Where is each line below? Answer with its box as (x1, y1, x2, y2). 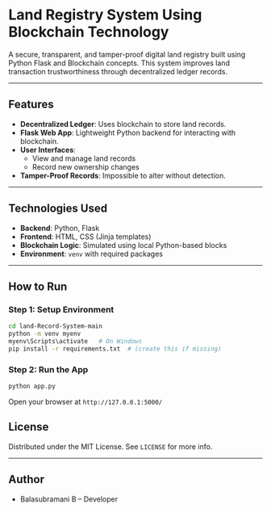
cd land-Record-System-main (8, 322, 103, 330)
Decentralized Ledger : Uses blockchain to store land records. (19, 119, 227, 128)
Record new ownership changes (31, 162, 140, 171)
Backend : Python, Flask (19, 223, 100, 233)
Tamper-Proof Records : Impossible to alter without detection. (19, 170, 226, 180)
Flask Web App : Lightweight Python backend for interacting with (19, 128, 236, 137)
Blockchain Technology (8, 23, 169, 41)
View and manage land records (31, 153, 136, 163)
